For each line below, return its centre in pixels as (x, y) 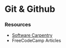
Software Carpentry (32, 35)
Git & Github (30, 9)
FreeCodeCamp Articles (36, 41)
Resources (18, 25)
